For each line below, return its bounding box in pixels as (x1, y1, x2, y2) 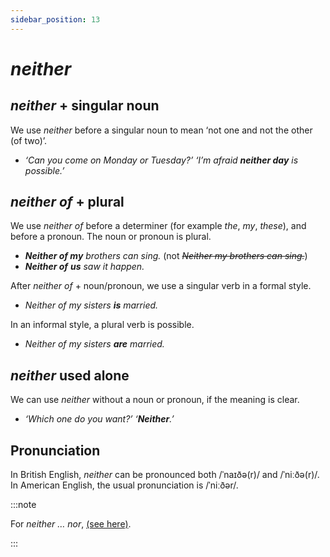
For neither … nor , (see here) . (10, 518, 132, 530)
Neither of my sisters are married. (24, 338, 165, 350)
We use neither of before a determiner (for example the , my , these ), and (10, 220, 307, 232)
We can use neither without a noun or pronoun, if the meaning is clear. (10, 394, 300, 406)
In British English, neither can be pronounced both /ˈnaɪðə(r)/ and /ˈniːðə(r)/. (10, 469, 320, 481)
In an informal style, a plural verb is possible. (10, 319, 195, 331)
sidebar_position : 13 (10, 14, 101, 25)
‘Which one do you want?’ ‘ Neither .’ (24, 413, 175, 425)
